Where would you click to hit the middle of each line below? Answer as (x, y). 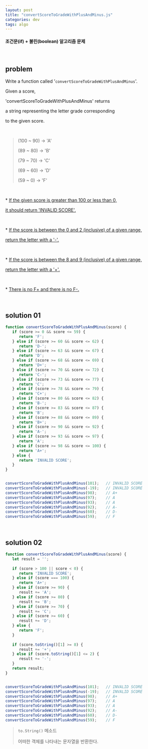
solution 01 (23, 315)
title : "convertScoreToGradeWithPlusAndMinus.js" (59, 15)
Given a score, (20, 91)
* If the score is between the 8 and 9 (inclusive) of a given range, (73, 260)
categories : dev (22, 19)
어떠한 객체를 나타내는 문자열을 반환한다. (58, 741)
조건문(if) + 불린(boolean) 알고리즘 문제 (45, 41)
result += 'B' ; (35, 602)
